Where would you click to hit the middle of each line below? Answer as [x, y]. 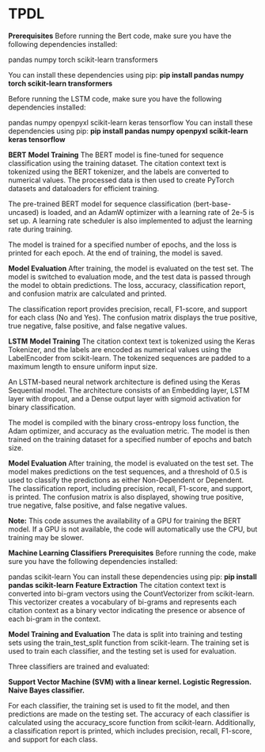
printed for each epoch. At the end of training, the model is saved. [115, 253]
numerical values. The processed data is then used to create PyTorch [121, 180]
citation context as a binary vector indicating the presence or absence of [127, 610]
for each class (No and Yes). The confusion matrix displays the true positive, [133, 317]
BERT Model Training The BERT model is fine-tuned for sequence [116, 155]
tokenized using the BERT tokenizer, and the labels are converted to [119, 171]
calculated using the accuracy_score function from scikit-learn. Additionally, [132, 722]
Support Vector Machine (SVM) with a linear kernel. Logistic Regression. [130, 681]
